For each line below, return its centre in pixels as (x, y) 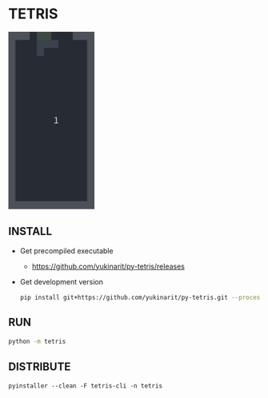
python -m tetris (37, 342)
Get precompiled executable (66, 251)
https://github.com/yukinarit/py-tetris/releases (108, 266)
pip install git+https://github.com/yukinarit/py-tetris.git (124, 297)
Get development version (62, 281)
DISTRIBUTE (40, 366)
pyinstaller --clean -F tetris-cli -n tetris (85, 386)
